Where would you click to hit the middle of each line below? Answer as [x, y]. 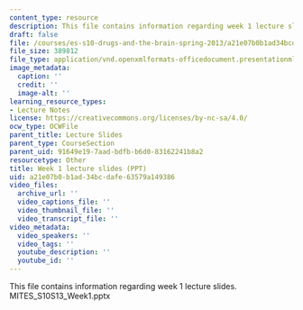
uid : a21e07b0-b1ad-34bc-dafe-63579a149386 [92, 177]
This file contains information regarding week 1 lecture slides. [123, 286]
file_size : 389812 [44, 51]
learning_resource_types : [58, 101]
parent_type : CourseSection [62, 143]
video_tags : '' [46, 244]
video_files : [34, 186]
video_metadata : [40, 227]
